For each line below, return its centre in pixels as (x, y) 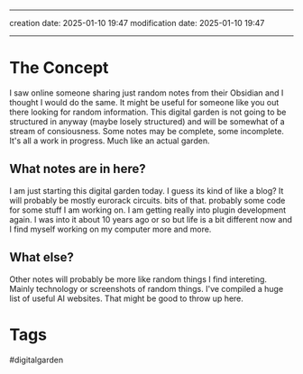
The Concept (59, 68)
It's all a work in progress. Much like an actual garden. (110, 141)
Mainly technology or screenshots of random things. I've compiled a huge (147, 288)
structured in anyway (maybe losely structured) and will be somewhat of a (147, 121)
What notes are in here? (78, 169)
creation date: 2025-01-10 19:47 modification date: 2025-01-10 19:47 (137, 23)
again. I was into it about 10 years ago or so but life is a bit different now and (151, 219)
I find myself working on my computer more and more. (110, 229)
